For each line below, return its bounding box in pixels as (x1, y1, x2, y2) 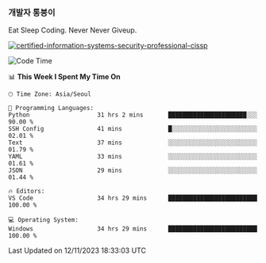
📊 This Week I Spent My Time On (8, 72, 121, 82)
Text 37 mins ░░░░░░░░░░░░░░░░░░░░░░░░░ (8, 139, 258, 147)
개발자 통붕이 (8, 6, 56, 17)
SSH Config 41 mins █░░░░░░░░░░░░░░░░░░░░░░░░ (8, 125, 258, 133)
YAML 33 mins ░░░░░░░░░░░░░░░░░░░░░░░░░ (8, 153, 258, 161)
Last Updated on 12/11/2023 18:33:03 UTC (8, 246, 147, 255)
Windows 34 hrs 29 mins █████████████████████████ (8, 225, 258, 233)
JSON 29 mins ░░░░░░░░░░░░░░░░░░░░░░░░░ (8, 166, 258, 175)
